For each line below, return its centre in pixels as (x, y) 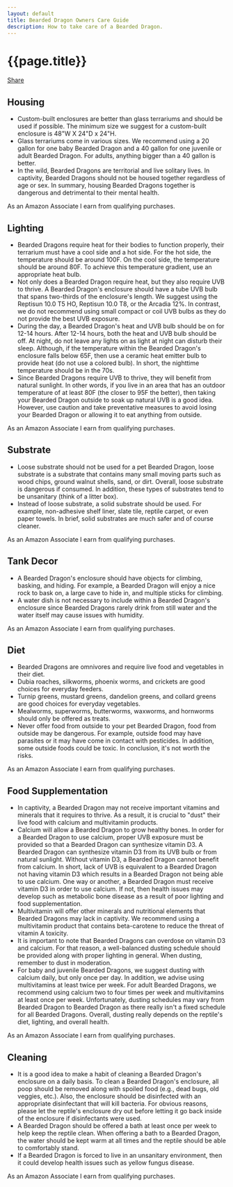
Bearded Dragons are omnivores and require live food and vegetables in (120, 667)
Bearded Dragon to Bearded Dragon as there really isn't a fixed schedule (121, 1007)
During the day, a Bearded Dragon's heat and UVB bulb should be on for (121, 326)
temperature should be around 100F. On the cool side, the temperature (119, 259)
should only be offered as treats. (64, 719)
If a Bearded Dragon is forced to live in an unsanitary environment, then (120, 1155)
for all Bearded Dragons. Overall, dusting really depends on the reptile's (120, 1015)
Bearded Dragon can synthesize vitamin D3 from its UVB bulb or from (117, 852)
